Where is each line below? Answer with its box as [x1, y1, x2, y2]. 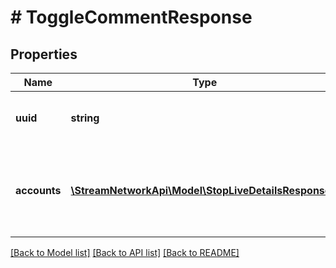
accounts [15, 184, 62, 197]
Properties [10, 46, 78, 63]
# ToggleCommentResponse [10, 6, 253, 29]
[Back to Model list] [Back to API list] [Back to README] [10, 247, 240, 258]
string [70, 111, 100, 125]
